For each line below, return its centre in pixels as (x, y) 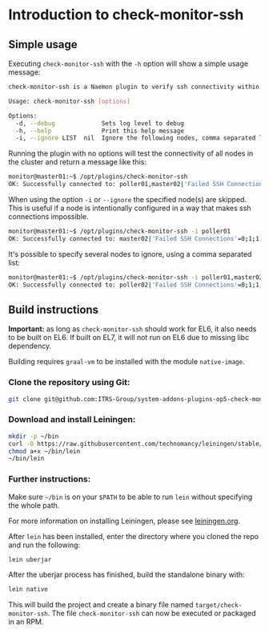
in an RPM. (26, 622)
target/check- (219, 606)
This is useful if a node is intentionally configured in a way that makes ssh (130, 208)
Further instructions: (50, 479)
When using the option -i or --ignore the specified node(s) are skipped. (127, 199)
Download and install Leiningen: (72, 420)
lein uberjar (30, 559)
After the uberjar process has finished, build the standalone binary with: (127, 574)
